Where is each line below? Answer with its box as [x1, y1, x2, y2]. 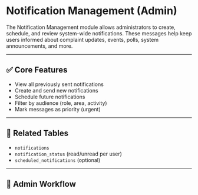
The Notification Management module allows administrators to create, [6, 24, 176, 31]
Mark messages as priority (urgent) [14, 105, 101, 113]
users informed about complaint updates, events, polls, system [6, 36, 159, 43]
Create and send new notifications [14, 87, 98, 94]
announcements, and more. [6, 42, 73, 49]
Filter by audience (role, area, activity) [14, 99, 107, 107]
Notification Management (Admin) [6, 4, 177, 18]
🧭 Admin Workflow [6, 179, 77, 189]
